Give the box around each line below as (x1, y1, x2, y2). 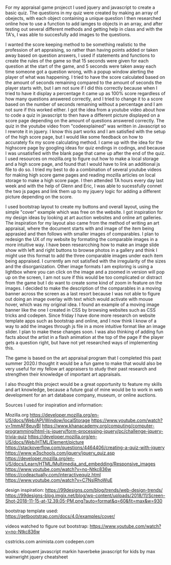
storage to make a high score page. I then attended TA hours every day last (5, 178, 164, 183)
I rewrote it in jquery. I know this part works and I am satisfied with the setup (5, 128, 166, 135)
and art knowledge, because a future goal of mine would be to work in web (5, 386, 163, 393)
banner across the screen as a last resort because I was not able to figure (5, 291, 160, 296)
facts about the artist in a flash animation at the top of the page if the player (5, 334, 164, 340)
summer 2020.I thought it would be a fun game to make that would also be (5, 360, 162, 366)
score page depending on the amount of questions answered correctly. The (5, 118, 165, 123)
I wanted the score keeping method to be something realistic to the (5, 41, 146, 48)
